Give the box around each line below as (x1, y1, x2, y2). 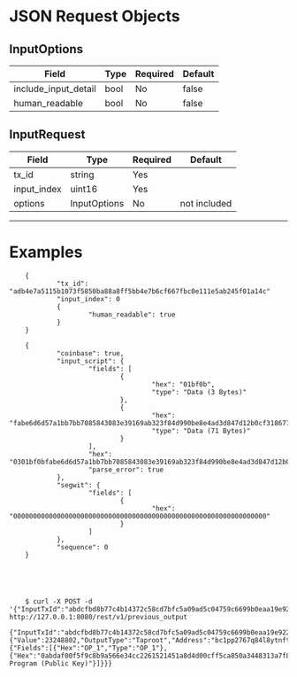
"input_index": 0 (56, 294, 121, 303)
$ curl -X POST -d (25, 596, 93, 606)
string (70, 168, 95, 181)
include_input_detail (13, 82, 97, 95)
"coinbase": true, (56, 348, 125, 358)
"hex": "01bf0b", (151, 379, 216, 389)
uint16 (70, 183, 98, 195)
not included (179, 197, 232, 209)
